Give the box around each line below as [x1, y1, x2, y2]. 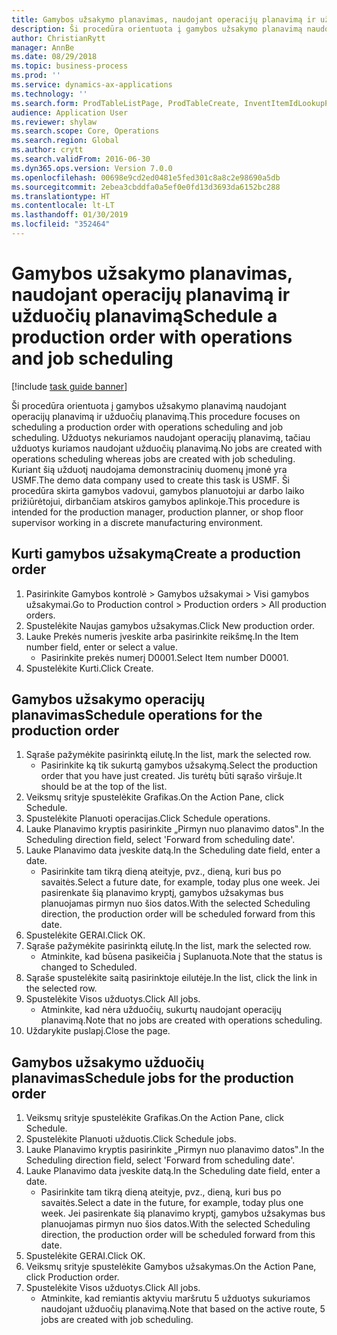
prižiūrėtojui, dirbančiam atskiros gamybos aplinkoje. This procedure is [11, 495, 301, 507]
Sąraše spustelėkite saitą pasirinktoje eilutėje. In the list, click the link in [25, 972, 318, 984]
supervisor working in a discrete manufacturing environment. [11, 516, 264, 528]
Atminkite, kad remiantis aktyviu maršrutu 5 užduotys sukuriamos [40, 1292, 311, 1305]
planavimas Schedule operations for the [11, 707, 263, 724]
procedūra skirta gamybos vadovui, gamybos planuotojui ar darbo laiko [11, 484, 305, 496]
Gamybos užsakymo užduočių [11, 1054, 205, 1071]
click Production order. [25, 1271, 120, 1283]
